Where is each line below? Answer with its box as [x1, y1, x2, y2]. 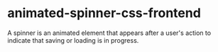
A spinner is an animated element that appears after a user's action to [7, 28, 212, 37]
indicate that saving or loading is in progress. [7, 36, 139, 44]
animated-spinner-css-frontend [7, 5, 201, 21]
